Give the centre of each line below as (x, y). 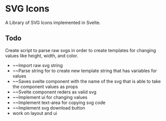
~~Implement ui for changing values (50, 97)
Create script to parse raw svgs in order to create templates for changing (81, 50)
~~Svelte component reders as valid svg (54, 92)
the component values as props (45, 86)
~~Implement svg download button (49, 107)
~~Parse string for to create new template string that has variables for (85, 70)
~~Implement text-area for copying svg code (59, 102)
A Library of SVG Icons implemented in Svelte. (53, 22)
